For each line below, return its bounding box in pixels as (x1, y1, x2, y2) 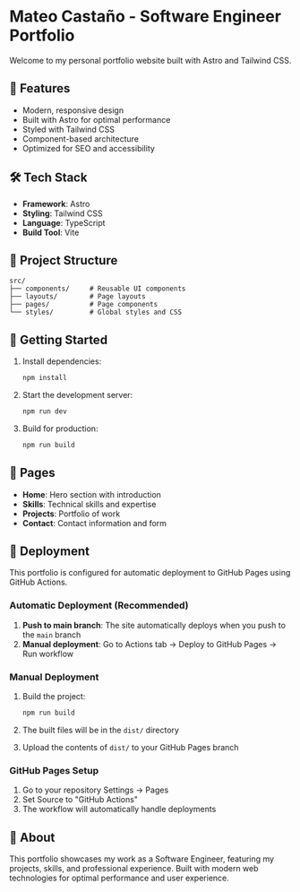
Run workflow (21, 648, 74, 659)
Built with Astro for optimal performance (21, 114, 171, 125)
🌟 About (9, 829, 56, 844)
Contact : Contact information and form (21, 517, 167, 528)
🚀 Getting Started (9, 332, 108, 347)
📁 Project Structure (9, 253, 118, 268)
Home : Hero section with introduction (21, 489, 161, 499)
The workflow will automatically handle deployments (21, 804, 217, 815)
